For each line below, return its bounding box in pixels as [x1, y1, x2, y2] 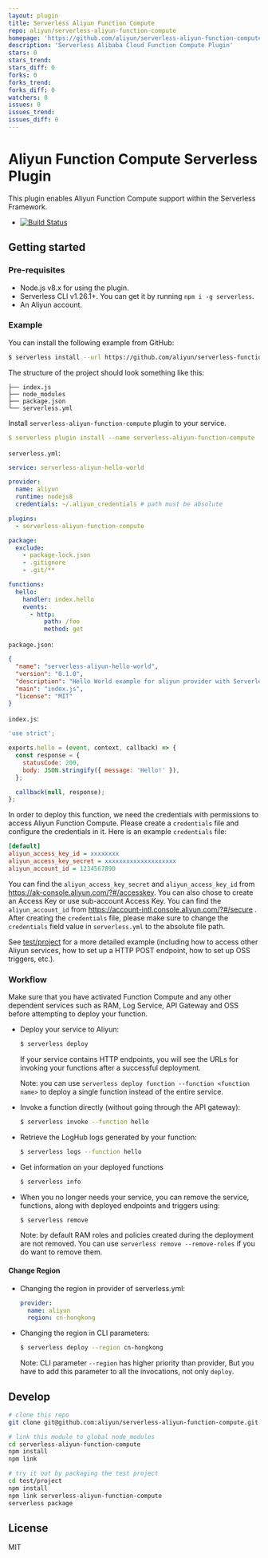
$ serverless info [19, 1178, 81, 1186]
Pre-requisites [8, 264, 65, 276]
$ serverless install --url [8, 353, 102, 361]
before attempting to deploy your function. [8, 1009, 148, 1019]
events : [22, 602, 48, 611]
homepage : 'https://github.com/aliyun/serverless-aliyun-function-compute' [8, 34, 266, 42]
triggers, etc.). [8, 954, 56, 964]
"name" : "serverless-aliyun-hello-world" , [15, 662, 159, 671]
